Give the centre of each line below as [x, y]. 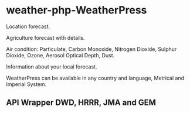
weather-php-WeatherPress [77, 10]
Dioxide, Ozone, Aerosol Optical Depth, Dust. [60, 55]
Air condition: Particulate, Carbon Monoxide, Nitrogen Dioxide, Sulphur [91, 49]
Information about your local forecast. [52, 66]
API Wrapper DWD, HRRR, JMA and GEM [81, 103]
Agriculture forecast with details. [45, 37]
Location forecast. [28, 26]
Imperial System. [26, 84]
